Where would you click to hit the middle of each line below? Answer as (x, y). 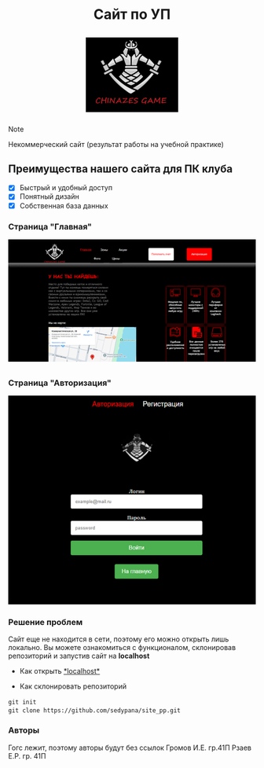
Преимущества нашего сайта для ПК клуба (121, 169)
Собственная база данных (64, 205)
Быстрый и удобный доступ (66, 188)
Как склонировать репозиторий (73, 686)
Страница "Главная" (50, 226)
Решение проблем (46, 622)
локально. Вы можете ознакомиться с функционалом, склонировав (122, 648)
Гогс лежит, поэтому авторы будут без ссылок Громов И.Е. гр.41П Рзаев (130, 748)
